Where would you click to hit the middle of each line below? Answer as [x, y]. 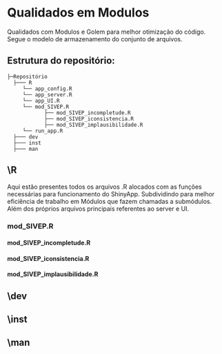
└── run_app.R [43, 131]
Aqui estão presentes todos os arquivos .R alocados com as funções [104, 187]
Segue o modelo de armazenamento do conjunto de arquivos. [95, 39]
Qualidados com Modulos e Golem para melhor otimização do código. [107, 32]
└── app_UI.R [41, 101]
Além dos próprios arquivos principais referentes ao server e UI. [98, 209]
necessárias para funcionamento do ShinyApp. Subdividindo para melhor [111, 194]
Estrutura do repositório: [61, 61]
